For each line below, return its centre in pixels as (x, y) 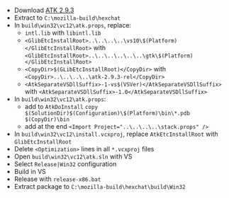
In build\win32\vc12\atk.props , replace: (73, 25)
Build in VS (30, 171)
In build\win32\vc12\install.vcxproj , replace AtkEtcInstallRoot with (116, 134)
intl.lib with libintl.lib (63, 33)
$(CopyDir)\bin (47, 120)
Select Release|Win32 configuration (65, 164)
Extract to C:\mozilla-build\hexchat (67, 18)
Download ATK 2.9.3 (44, 10)
